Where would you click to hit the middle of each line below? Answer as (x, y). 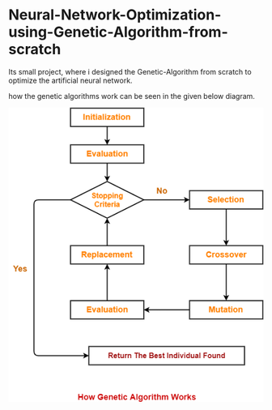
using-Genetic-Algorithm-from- (118, 32)
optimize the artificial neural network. (70, 80)
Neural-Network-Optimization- (115, 15)
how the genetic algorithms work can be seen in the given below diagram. (132, 96)
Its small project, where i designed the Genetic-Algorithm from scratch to (130, 71)
